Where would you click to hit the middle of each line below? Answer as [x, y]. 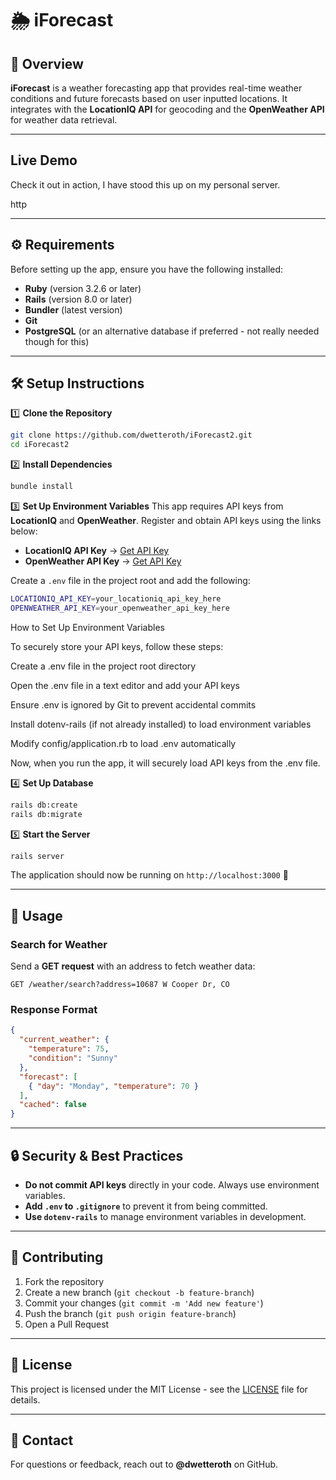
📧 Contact [42, 1440]
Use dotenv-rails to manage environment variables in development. [165, 1216]
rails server [37, 856]
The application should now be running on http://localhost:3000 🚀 [149, 875]
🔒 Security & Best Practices [97, 1155]
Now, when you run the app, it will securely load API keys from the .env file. [165, 763]
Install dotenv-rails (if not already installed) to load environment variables [161, 724]
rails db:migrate [46, 814]
